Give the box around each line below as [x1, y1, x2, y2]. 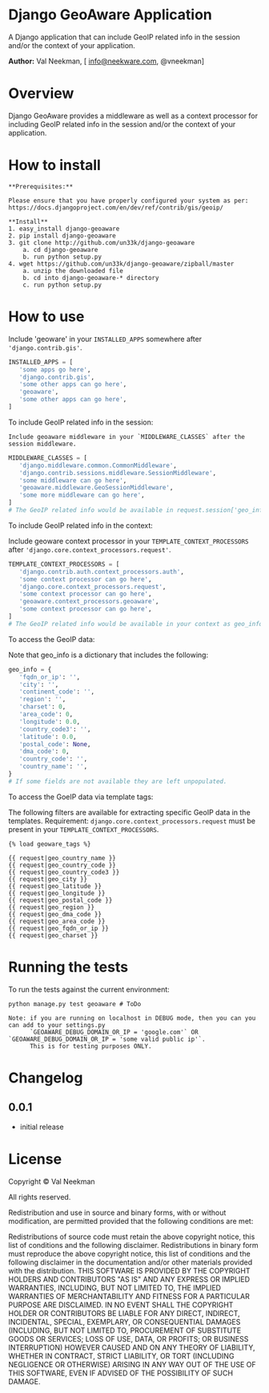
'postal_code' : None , [18, 740, 91, 748]
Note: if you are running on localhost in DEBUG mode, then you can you [8, 1013, 256, 1022]
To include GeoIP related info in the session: [8, 417, 154, 427]
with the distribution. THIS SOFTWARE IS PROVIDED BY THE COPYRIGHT [8, 1265, 251, 1275]
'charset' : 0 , [18, 703, 66, 711]
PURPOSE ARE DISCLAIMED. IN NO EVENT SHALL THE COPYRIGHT [8, 1300, 234, 1310]
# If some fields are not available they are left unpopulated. [8, 777, 227, 786]
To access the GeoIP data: [8, 634, 95, 644]
